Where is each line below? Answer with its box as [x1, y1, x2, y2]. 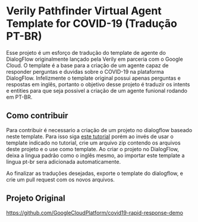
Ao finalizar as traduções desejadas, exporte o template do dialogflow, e [6, 170, 183, 177]
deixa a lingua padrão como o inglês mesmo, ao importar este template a [6, 152, 185, 159]
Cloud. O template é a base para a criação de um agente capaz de [6, 61, 169, 69]
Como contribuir [6, 111, 68, 121]
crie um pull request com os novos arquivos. [6, 176, 115, 183]
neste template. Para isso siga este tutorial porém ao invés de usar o [6, 133, 174, 140]
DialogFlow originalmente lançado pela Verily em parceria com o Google [6, 55, 183, 62]
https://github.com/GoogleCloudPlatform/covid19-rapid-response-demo [6, 209, 183, 216]
